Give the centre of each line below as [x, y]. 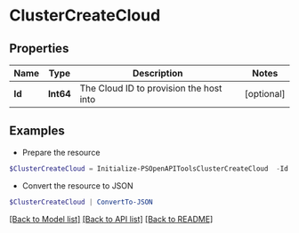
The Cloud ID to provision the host [151, 88]
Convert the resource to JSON [77, 185]
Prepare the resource [61, 152]
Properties [39, 48]
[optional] [265, 94]
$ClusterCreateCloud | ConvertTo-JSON [81, 202]
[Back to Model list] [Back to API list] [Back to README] [111, 219]
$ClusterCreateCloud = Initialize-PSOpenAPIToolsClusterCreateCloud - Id [149, 169]
